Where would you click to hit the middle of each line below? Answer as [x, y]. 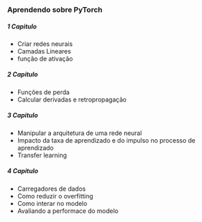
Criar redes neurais [45, 44]
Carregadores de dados [51, 189]
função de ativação [45, 58]
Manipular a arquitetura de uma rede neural [79, 133]
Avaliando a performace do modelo [68, 211]
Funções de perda [43, 92]
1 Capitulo [22, 26]
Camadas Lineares [44, 51]
